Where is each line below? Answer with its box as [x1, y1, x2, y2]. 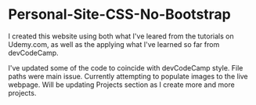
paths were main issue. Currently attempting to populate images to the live [8, 71, 248, 81]
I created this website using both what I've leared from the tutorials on [8, 31, 235, 41]
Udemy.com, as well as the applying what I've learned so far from [8, 39, 220, 49]
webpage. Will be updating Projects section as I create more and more [8, 80, 235, 89]
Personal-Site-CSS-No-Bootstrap [8, 5, 231, 24]
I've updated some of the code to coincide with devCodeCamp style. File [8, 63, 243, 72]
